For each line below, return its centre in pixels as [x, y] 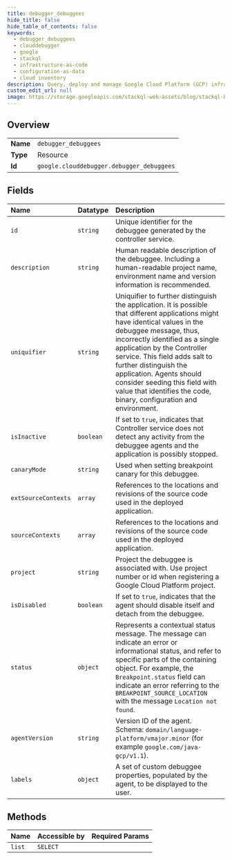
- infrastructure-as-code [51, 65]
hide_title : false [33, 20]
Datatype [93, 210]
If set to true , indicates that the [165, 596]
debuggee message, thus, [157, 330]
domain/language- [174, 730]
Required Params [120, 837]
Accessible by [61, 837]
